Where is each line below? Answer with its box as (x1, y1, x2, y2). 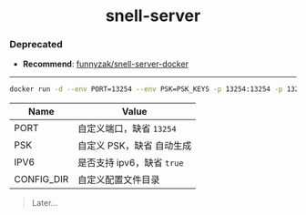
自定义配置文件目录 (76, 174, 160, 187)
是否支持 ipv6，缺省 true (76, 157, 184, 169)
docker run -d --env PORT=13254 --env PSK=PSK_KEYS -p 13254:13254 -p (9, 85, 283, 94)
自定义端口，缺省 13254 (76, 122, 177, 135)
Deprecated (9, 38, 64, 51)
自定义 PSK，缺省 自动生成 (76, 139, 192, 152)
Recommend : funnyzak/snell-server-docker (22, 58, 189, 69)
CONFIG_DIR (14, 173, 69, 186)
